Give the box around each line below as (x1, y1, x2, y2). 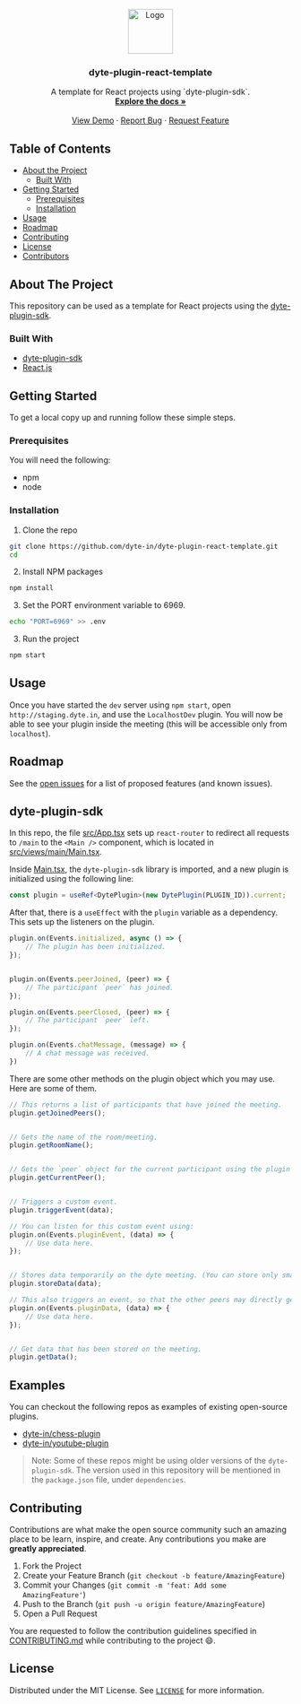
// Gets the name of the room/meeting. (9, 1133, 159, 1142)
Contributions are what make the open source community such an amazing (9, 1524, 287, 1534)
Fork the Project (21, 1561, 82, 1571)
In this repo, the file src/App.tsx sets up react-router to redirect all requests (9, 828, 289, 839)
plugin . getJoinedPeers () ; (9, 1108, 106, 1117)
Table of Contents (9, 141, 112, 156)
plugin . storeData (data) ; (9, 1279, 102, 1289)
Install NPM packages (21, 566, 103, 578)
